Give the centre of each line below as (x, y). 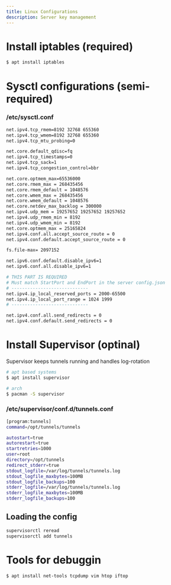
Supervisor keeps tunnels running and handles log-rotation (78, 361)
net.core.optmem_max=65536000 (43, 179)
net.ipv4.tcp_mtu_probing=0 (41, 141)
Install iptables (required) (70, 47)
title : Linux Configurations (42, 12)
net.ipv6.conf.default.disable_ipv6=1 (54, 261)
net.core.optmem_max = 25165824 (46, 228)
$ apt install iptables (36, 62)
